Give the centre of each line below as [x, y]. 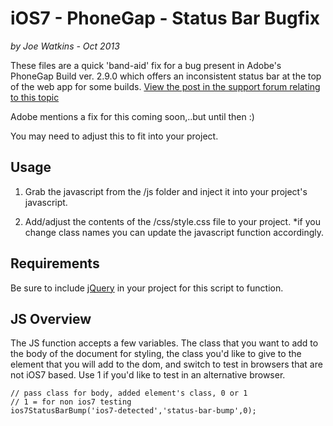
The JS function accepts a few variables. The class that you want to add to [164, 343]
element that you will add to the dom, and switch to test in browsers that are [166, 364]
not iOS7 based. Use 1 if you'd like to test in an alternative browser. [148, 375]
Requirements [55, 263]
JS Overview [51, 318]
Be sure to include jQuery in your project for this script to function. [147, 288]
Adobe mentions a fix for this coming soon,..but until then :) [132, 116]
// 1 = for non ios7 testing [71, 402]
